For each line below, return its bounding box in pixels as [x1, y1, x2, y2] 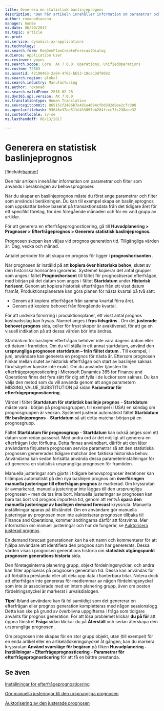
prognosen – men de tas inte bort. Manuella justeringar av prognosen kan [5, 491, 153, 497]
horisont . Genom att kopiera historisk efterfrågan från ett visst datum [5, 283, 145, 289]
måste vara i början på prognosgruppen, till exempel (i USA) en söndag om [5, 404, 155, 410]
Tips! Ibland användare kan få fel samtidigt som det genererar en [5, 598, 136, 604]
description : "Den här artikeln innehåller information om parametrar [5, 12, 152, 17]
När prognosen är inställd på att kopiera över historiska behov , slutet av [5, 262, 151, 268]
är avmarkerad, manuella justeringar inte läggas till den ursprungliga [5, 486, 142, 492]
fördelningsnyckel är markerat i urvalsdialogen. [5, 588, 100, 594]
